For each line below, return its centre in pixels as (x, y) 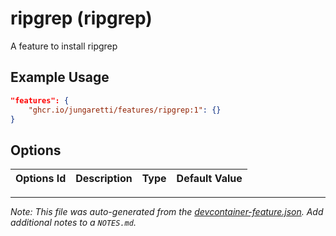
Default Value (209, 179)
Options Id (41, 179)
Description (104, 179)
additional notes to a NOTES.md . (73, 223)
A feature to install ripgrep (64, 46)
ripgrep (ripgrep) (81, 18)
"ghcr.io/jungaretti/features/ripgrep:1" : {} (125, 110)
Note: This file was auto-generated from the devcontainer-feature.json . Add (167, 212)
